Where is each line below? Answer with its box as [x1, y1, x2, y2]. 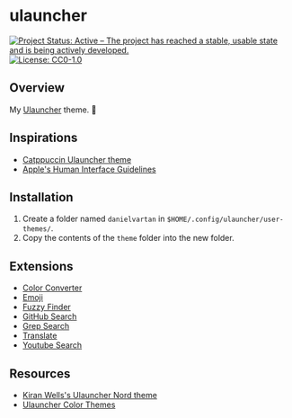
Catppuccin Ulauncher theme [22, 154, 132, 165]
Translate [22, 330, 58, 342]
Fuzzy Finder [22, 302, 72, 313]
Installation [9, 190, 74, 205]
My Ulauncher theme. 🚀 [9, 104, 97, 115]
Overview [9, 80, 66, 95]
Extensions [9, 258, 74, 274]
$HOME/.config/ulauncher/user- [166, 215, 285, 225]
